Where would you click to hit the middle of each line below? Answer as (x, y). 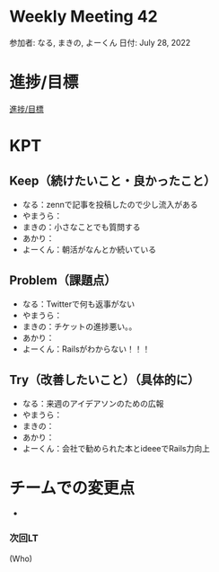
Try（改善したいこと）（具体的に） (105, 380)
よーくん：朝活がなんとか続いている (89, 249)
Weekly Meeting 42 (84, 17)
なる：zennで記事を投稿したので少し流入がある (110, 204)
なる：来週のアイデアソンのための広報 (93, 403)
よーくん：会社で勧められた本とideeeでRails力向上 (116, 448)
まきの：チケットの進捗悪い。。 (79, 326)
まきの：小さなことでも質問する (81, 227)
